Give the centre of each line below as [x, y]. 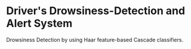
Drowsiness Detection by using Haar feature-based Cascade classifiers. [95, 40]
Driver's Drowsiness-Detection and [96, 11]
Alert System [39, 23]
